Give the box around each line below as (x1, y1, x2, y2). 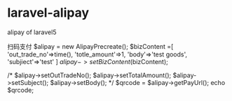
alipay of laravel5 (7, 28, 57, 36)
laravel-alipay (7, 5, 90, 21)
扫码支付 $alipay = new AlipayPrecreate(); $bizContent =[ (7, 42, 174, 50)
